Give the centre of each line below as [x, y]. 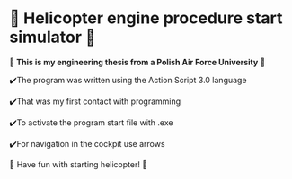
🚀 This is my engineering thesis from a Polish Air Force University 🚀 [137, 62]
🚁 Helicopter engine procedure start [146, 18]
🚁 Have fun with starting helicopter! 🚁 [79, 164]
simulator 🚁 [53, 37]
